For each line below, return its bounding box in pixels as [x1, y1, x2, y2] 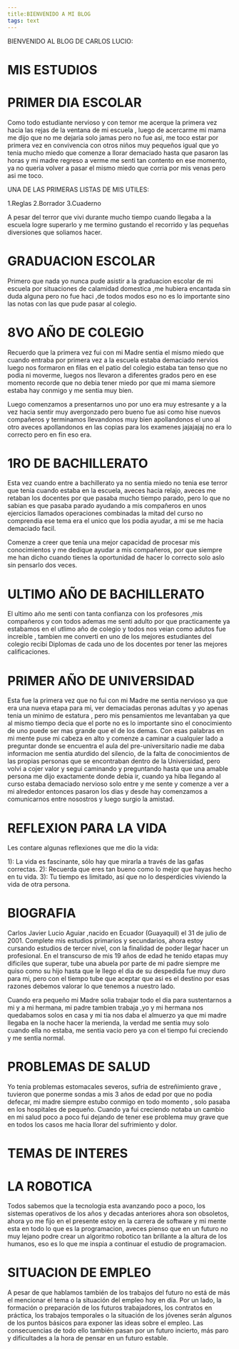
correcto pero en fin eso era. [7, 430, 92, 439]
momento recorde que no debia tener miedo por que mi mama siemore [7, 378, 216, 387]
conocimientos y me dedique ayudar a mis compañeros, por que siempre [7, 546, 223, 554]
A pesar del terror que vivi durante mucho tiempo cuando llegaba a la [7, 212, 212, 221]
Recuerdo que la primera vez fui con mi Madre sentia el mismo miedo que [7, 348, 225, 357]
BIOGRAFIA [7, 905, 76, 922]
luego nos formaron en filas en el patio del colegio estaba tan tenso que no [7, 363, 228, 372]
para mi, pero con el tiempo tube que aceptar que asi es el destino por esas [7, 975, 230, 983]
